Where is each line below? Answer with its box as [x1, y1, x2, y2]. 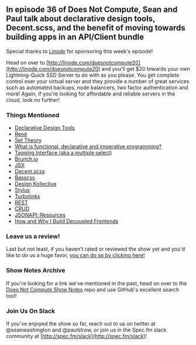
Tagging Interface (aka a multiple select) [14, 149, 112, 156]
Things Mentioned [6, 111, 60, 119]
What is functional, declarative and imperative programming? [14, 143, 162, 150]
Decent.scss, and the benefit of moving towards [6, 23, 185, 33]
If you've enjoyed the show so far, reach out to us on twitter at [6, 320, 156, 327]
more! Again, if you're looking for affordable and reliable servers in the [6, 90, 176, 97]
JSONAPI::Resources [14, 211, 66, 218]
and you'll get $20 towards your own [101, 65, 190, 72]
